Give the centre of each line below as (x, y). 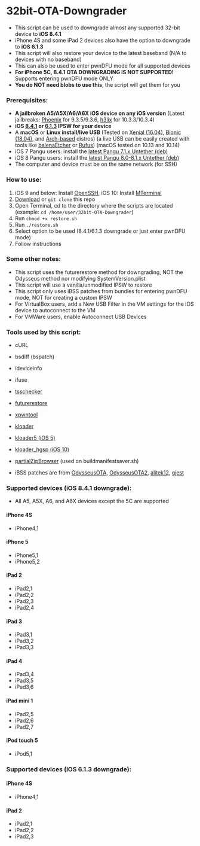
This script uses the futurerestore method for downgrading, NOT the (99, 272)
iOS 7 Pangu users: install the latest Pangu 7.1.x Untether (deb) (91, 151)
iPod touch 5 (22, 741)
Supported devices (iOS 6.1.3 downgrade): (69, 769)
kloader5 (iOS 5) (35, 438)
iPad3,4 (24, 674)
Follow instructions (38, 244)
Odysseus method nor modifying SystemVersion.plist (80, 278)
